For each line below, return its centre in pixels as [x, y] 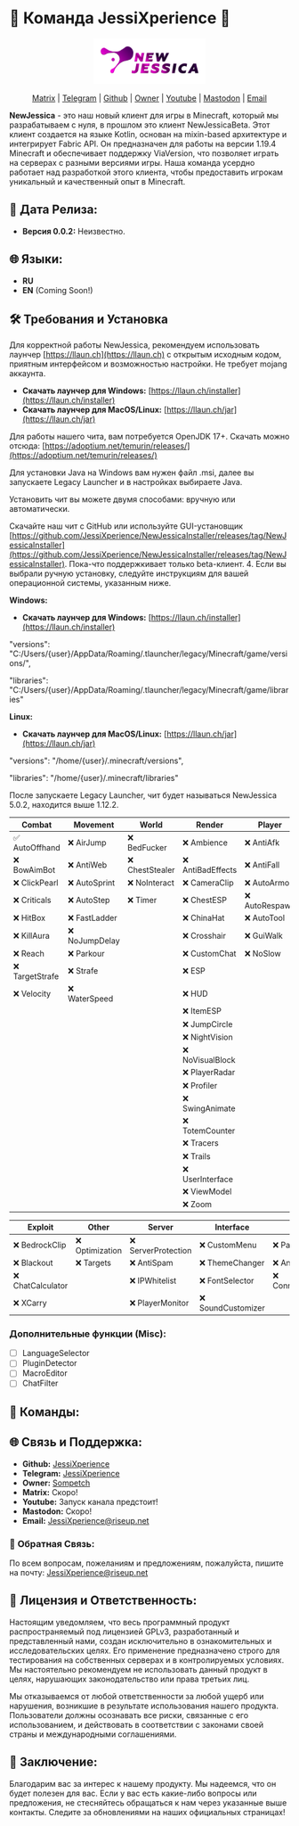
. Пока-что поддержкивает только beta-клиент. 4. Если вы [175, 564]
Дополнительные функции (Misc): [88, 1334]
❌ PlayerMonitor [159, 1303]
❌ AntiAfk [262, 843]
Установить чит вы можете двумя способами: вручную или [122, 499]
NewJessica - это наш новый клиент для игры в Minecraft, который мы [144, 115]
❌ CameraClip [208, 883]
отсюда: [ [28, 446]
